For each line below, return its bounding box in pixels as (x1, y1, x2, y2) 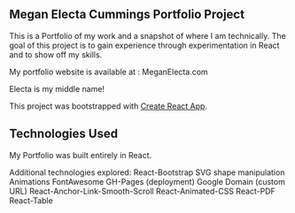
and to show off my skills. (9, 49, 103, 60)
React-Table (9, 194, 53, 206)
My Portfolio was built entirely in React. (9, 149, 152, 160)
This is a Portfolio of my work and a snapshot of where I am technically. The (9, 30, 286, 41)
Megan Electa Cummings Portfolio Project (9, 7, 245, 22)
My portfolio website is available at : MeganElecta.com (9, 66, 208, 77)
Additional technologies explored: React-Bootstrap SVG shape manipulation (9, 167, 285, 178)
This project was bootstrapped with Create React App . (9, 101, 208, 111)
